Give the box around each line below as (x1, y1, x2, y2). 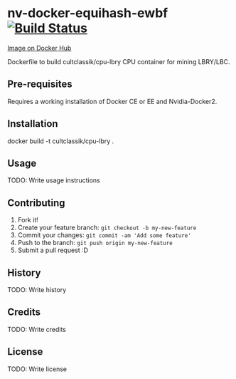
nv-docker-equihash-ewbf (7, 5, 168, 21)
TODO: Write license (7, 365, 68, 373)
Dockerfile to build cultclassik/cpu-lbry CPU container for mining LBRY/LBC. (7, 57, 230, 66)
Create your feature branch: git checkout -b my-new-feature (17, 223, 197, 232)
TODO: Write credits (7, 325, 66, 333)
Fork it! (17, 216, 39, 224)
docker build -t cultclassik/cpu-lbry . (7, 137, 114, 145)
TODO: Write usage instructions (7, 176, 101, 185)
